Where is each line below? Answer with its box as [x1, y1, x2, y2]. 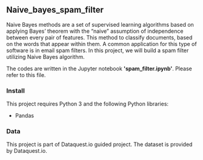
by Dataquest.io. [6, 147, 47, 155]
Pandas [15, 112, 35, 119]
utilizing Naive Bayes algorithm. [6, 53, 85, 60]
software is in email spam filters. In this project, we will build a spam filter [6, 47, 189, 54]
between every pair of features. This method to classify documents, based [6, 33, 193, 41]
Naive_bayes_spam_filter [6, 5, 104, 15]
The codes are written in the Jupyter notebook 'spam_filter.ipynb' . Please [6, 65, 192, 72]
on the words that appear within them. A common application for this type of [6, 40, 197, 47]
